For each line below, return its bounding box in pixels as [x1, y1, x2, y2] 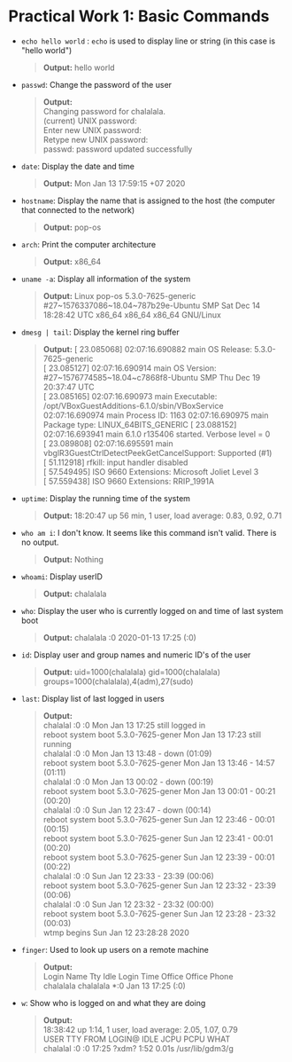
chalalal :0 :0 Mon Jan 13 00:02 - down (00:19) [42, 776, 214, 787]
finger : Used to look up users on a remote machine [20, 944, 210, 955]
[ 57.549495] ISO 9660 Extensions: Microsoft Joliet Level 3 [42, 466, 259, 476]
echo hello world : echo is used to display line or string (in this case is [20, 35, 276, 46]
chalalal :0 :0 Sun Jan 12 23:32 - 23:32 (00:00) [42, 899, 214, 909]
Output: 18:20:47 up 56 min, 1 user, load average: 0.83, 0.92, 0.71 [42, 510, 282, 521]
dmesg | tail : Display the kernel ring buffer [20, 326, 181, 337]
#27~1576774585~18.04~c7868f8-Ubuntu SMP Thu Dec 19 [42, 372, 261, 382]
